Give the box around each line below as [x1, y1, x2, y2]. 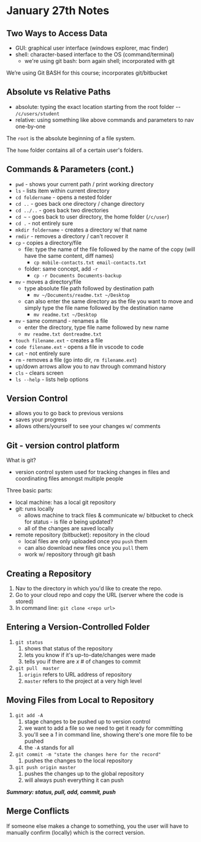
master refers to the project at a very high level [24, 677, 142, 685]
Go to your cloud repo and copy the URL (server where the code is [15, 592, 184, 599]
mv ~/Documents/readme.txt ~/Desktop [33, 292, 130, 298]
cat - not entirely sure [15, 350, 70, 357]
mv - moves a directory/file [15, 278, 82, 285]
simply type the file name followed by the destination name [24, 304, 173, 311]
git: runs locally [15, 505, 54, 513]
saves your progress [15, 416, 67, 423]
